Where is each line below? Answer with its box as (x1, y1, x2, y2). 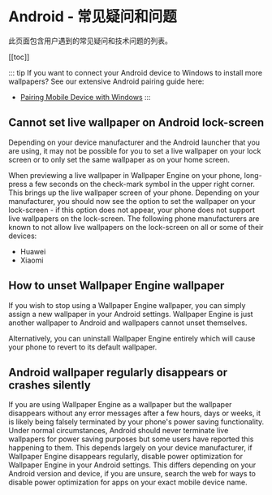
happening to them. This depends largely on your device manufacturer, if (8, 443, 253, 453)
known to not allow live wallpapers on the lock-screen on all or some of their (8, 222, 264, 232)
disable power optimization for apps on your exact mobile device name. (8, 477, 248, 488)
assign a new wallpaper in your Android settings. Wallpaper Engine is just (8, 309, 253, 319)
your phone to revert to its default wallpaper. (8, 342, 158, 352)
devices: (8, 231, 37, 241)
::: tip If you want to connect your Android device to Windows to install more (8, 67, 262, 77)
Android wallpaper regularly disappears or (8, 365, 228, 379)
